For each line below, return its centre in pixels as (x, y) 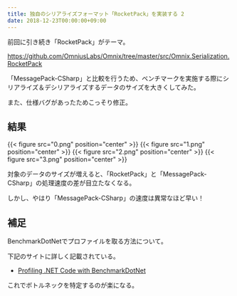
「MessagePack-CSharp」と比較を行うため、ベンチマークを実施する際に (115, 78)
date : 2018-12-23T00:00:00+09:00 (57, 21)
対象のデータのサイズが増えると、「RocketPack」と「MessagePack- (107, 174)
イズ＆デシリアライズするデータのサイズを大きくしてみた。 (113, 87)
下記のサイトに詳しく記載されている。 (63, 256)
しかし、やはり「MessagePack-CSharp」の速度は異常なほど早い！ (106, 198)
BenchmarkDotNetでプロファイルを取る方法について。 (87, 241)
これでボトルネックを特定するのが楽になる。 (73, 285)
